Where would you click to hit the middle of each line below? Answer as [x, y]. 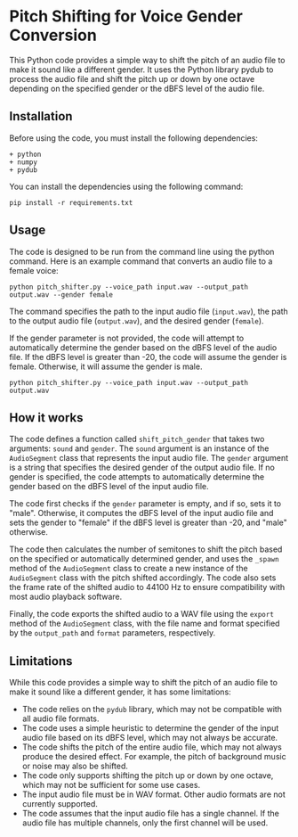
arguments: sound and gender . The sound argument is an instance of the [139, 448]
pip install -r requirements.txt [71, 202]
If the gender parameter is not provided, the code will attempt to [127, 338]
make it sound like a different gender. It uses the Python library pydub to [141, 70]
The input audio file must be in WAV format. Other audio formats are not [154, 794]
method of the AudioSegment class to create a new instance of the [129, 569]
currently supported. [60, 804]
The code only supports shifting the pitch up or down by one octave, [148, 775]
